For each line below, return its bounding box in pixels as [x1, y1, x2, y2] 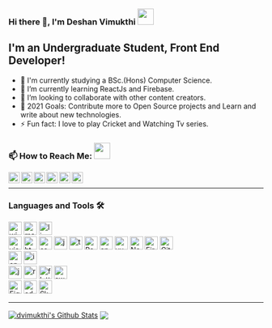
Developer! [8, 53, 66, 68]
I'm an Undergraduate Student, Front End [8, 41, 220, 55]
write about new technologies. [19, 109, 121, 119]
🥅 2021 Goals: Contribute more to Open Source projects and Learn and [19, 101, 257, 111]
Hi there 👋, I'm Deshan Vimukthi [8, 16, 136, 28]
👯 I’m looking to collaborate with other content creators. [19, 92, 206, 102]
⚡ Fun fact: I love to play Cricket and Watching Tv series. [19, 118, 209, 129]
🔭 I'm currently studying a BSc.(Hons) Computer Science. [19, 75, 213, 85]
